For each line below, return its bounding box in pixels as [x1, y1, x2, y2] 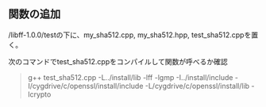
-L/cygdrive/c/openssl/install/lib [145, 81, 250, 90]
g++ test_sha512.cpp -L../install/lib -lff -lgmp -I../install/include [27, 72, 233, 82]
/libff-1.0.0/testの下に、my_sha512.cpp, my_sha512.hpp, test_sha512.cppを [8, 30, 252, 40]
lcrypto [27, 90, 52, 99]
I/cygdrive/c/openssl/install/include [27, 81, 144, 90]
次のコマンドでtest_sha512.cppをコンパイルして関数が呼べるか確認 [8, 56, 228, 66]
